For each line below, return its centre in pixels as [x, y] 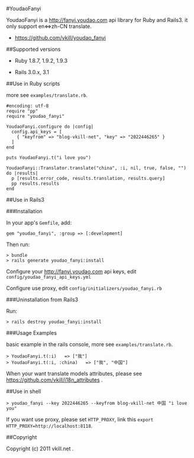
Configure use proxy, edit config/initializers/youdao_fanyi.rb [84, 288]
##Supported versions [33, 49]
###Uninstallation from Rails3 [42, 299]
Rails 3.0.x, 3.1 [32, 72]
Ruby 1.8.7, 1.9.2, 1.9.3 [41, 61]
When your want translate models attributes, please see [74, 373]
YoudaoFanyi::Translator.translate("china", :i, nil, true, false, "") [96, 168]
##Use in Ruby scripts [33, 83]
